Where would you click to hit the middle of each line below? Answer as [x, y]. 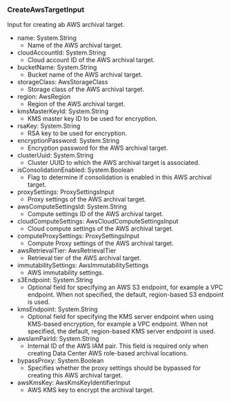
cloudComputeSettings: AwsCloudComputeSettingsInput [98, 222]
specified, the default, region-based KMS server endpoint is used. [121, 331]
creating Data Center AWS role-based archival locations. [108, 353]
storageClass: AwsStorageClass [62, 82]
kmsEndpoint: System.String [57, 309]
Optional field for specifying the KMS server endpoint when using [120, 317]
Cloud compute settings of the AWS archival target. [100, 228]
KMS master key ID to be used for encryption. [92, 119]
